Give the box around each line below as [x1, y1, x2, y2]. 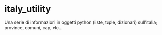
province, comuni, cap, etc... [4, 24, 63, 30]
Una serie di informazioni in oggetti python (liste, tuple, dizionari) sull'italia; [4, 19, 157, 25]
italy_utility [4, 3, 51, 15]
